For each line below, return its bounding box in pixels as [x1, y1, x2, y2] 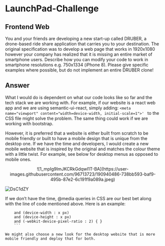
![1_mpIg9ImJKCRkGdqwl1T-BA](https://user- [36, 166, 129, 172]
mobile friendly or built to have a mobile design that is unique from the [5, 135, 148, 141]
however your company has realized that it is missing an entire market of [5, 51, 153, 57]
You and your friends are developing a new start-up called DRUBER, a [5, 35, 147, 41]
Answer [5, 81, 30, 90]
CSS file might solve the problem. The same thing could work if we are [5, 115, 148, 121]
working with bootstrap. [5, 120, 54, 126]
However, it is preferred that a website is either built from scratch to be [5, 130, 149, 136]
